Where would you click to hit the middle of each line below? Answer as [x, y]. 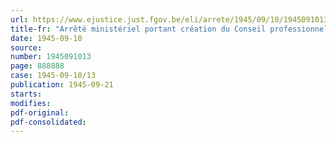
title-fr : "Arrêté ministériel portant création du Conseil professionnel [169, 29]
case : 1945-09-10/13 [53, 76]
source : [26, 47]
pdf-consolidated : [48, 122]
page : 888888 [37, 66]
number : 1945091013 [51, 57]
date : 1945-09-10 [46, 38]
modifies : [31, 103]
